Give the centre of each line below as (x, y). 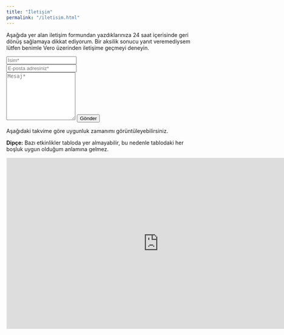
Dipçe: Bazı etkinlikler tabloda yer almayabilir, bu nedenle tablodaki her (95, 143)
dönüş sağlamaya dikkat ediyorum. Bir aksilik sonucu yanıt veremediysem (98, 41)
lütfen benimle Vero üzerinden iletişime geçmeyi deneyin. (78, 48)
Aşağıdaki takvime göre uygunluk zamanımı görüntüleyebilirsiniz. (87, 130)
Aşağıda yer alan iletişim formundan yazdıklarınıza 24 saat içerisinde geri (98, 35)
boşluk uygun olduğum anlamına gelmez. (58, 149)
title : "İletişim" (29, 12)
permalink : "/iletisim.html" (43, 18)
